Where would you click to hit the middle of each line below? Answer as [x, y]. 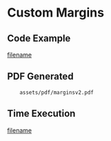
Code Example [39, 38]
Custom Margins [56, 13]
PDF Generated [40, 76]
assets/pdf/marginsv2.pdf [57, 92]
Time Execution [41, 114]
